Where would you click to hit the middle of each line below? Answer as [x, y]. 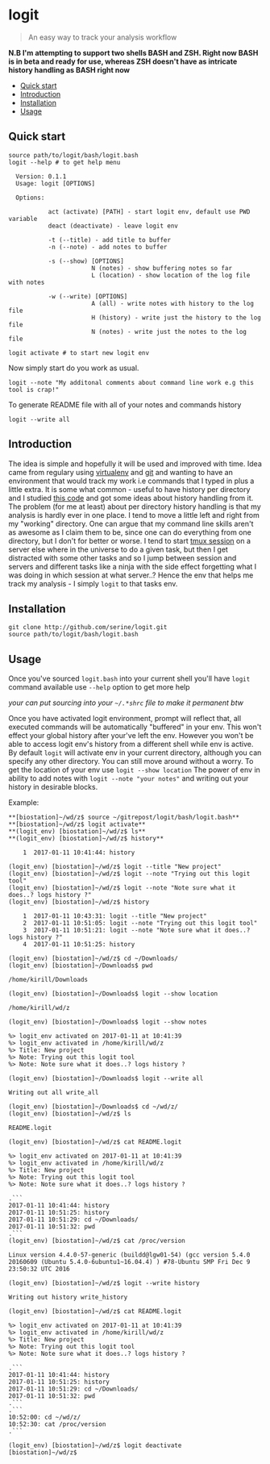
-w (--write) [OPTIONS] [88, 296]
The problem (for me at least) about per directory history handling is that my [135, 507]
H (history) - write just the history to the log [177, 317]
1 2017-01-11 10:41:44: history [79, 853]
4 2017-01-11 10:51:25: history [79, 945]
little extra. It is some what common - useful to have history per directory [129, 489]
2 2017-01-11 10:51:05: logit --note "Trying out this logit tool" [140, 924]
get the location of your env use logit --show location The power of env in [134, 770]
